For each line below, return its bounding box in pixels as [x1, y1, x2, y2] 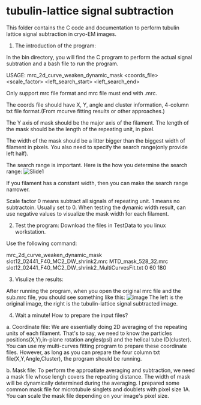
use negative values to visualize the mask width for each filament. [6, 210, 169, 217]
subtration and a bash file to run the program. [6, 60, 119, 67]
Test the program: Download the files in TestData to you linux [14, 222, 166, 229]
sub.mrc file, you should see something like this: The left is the [6, 294, 183, 301]
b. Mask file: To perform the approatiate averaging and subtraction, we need [6, 367, 195, 374]
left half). [6, 150, 29, 157]
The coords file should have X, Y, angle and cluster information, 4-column [6, 101, 189, 108]
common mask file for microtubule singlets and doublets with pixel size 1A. [6, 385, 191, 393]
